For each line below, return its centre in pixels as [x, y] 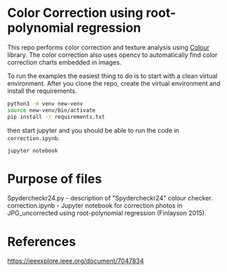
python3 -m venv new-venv [45, 103]
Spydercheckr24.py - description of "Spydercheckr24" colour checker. [110, 198]
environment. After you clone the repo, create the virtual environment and [114, 83]
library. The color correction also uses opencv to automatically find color [112, 55]
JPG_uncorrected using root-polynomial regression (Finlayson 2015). [107, 213]
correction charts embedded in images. [64, 62]
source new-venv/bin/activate [52, 110]
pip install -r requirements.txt [56, 117]
